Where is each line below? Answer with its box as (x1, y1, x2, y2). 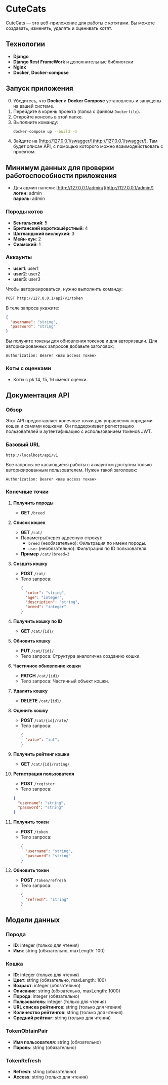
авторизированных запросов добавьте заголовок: (6, 343, 114, 349)
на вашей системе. (13, 103, 55, 109)
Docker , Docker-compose (13, 69, 69, 75)
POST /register (20, 780, 55, 786)
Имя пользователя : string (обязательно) (13, 1039, 101, 1045)
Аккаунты (6, 254, 32, 261)
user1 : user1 (13, 265, 39, 271)
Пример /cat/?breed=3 (20, 550, 70, 557)
